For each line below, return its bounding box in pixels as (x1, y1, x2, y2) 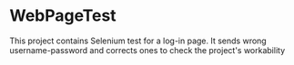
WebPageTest (9, 5, 117, 26)
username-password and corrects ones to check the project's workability (9, 44, 286, 55)
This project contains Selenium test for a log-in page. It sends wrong (9, 35, 267, 46)
